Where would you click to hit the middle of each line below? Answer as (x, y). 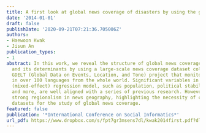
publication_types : (31, 52)
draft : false (23, 23)
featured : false (27, 109)
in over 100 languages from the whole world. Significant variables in (105, 80)
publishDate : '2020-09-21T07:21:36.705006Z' (64, 29)
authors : (17, 35)
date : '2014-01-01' (31, 18)
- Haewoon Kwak (26, 40)
